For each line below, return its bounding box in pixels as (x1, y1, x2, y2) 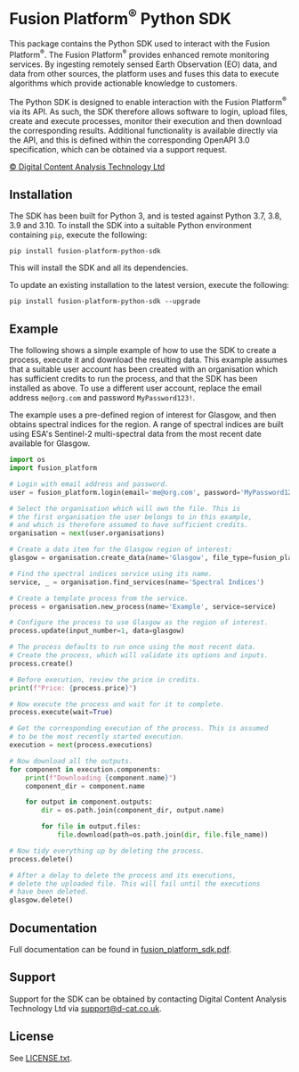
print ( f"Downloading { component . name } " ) (25, 773, 177, 782)
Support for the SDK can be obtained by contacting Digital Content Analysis (9, 994, 287, 1004)
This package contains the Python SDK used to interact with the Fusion (9, 38, 271, 49)
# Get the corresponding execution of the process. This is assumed (9, 724, 269, 733)
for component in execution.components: (9, 764, 162, 774)
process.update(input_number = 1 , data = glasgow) (9, 626, 185, 636)
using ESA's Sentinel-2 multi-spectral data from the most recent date (9, 429, 263, 440)
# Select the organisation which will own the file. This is (9, 504, 241, 513)
